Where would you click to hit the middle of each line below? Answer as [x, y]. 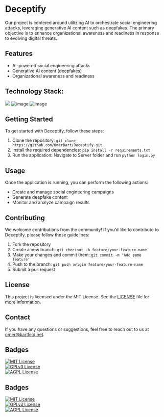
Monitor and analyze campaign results [51, 203]
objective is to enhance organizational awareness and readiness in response [82, 33]
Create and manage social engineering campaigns [63, 192]
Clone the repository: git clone [44, 140]
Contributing [25, 218]
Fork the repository [32, 244]
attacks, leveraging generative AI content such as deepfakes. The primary [80, 27]
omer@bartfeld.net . [25, 334]
